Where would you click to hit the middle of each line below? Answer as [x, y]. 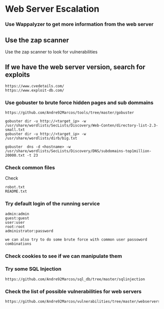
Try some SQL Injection [33, 269]
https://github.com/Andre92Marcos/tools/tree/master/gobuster [70, 113]
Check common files [30, 167]
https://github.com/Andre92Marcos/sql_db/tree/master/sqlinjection [75, 279]
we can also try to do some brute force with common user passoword [76, 239]
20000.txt [15, 155]
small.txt [15, 130]
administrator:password [29, 231]
